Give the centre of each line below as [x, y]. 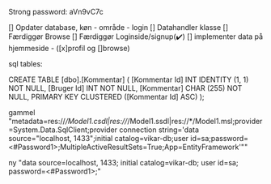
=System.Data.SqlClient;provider [63, 130]
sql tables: [25, 64]
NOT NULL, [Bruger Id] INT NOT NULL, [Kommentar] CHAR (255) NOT [125, 88]
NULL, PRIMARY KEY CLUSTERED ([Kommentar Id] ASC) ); [106, 97]
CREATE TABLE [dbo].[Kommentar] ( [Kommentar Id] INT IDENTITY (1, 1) [129, 79]
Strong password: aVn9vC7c [56, 12]
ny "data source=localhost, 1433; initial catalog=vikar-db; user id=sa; [123, 163]
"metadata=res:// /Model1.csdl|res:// [68, 121]
